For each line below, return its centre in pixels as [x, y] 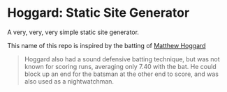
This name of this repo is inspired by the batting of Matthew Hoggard [107, 45]
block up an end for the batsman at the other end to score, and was [121, 74]
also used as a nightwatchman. [69, 81]
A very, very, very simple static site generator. [73, 32]
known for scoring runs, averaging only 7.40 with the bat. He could [120, 66]
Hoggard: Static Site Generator [98, 13]
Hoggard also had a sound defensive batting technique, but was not [122, 59]
